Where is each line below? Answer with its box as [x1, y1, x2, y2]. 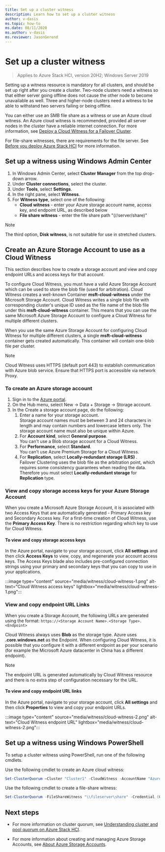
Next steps [5, 808, 39, 816]
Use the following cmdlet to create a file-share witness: [5, 785, 117, 791]
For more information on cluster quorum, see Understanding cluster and [12, 821, 158, 827]
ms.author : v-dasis [5, 30, 45, 35]
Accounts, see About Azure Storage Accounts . [12, 842, 107, 848]
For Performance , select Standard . [19, 444, 92, 449]
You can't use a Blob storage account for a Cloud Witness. [19, 438, 138, 444]
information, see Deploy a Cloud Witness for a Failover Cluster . [5, 128, 132, 134]
